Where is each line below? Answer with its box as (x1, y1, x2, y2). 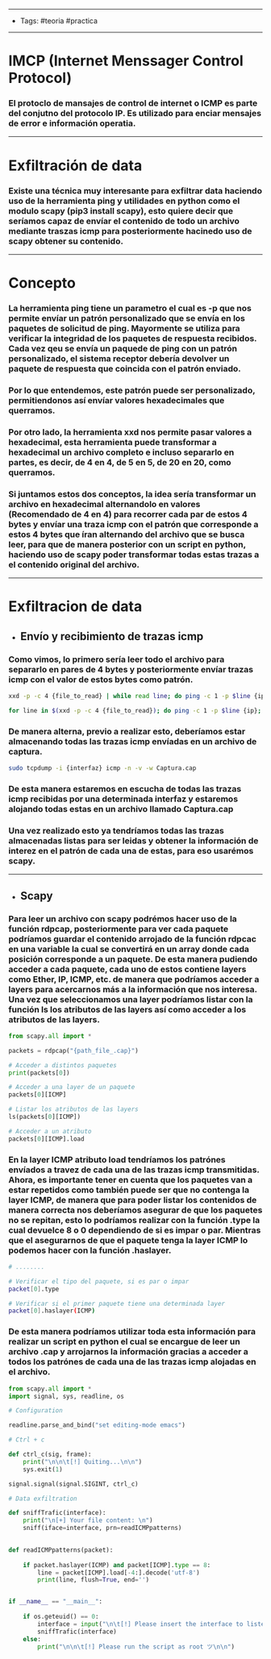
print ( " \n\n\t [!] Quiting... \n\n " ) (23, 1457, 143, 1466)
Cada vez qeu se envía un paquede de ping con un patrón (8, 343, 238, 355)
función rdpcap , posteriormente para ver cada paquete (8, 923, 229, 934)
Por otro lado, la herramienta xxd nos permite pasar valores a (8, 426, 252, 438)
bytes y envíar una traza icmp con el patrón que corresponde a (8, 518, 259, 530)
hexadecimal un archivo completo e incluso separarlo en (8, 447, 235, 458)
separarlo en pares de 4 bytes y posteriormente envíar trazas (8, 663, 254, 675)
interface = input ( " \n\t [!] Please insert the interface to (37, 1619, 244, 1628)
